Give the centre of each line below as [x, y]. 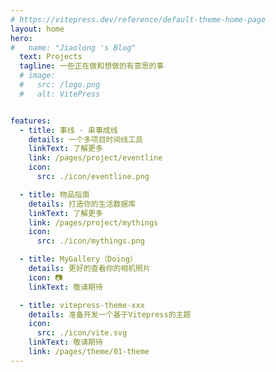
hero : [21, 38]
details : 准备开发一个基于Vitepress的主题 [110, 314]
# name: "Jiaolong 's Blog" [73, 47]
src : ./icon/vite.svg [82, 333]
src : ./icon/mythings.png [90, 241]
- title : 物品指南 [54, 194]
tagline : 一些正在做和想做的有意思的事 [92, 66]
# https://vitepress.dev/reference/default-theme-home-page [138, 19]
